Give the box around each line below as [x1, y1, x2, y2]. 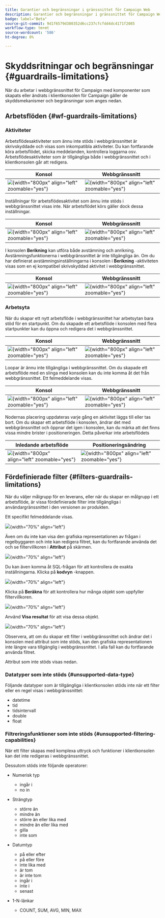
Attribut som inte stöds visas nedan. [5, 659, 78, 665]
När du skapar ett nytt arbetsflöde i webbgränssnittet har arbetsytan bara [5, 315, 154, 321]
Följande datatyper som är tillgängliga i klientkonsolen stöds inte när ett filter [5, 682, 160, 688]
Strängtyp [12, 797, 33, 802]
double [12, 713, 27, 718]
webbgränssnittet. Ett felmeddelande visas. [5, 375, 93, 381]
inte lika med [19, 862, 46, 868]
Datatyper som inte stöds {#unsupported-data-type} [5, 671, 135, 678]
